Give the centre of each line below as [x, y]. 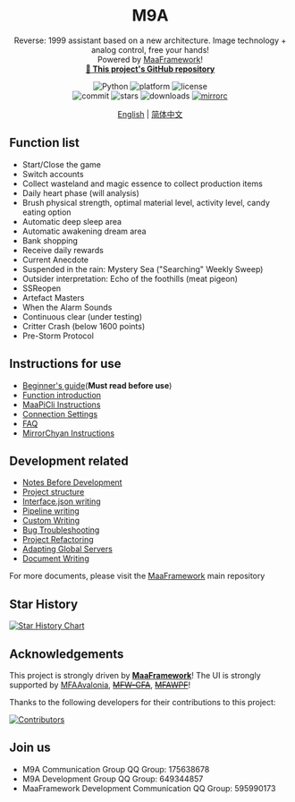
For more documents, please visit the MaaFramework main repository [137, 576]
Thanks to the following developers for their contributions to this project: [143, 702]
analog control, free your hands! [150, 49]
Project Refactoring [58, 540]
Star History [44, 604]
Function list [45, 143]
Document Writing [55, 559]
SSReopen [42, 288]
